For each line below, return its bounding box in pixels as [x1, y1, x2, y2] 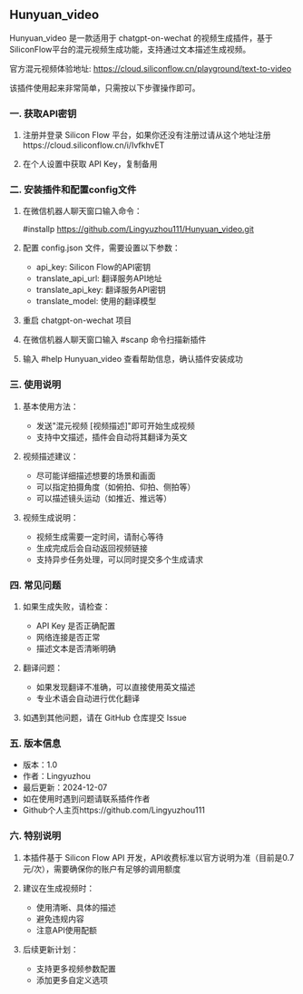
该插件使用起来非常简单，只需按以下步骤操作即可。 [9, 82, 200, 93]
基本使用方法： [22, 401, 79, 412]
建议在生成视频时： [22, 882, 95, 893]
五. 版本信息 [9, 736, 62, 749]
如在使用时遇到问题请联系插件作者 [22, 794, 151, 804]
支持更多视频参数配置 [35, 963, 116, 974]
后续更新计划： [22, 943, 79, 955]
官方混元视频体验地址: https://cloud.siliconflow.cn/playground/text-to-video [9, 63, 292, 73]
